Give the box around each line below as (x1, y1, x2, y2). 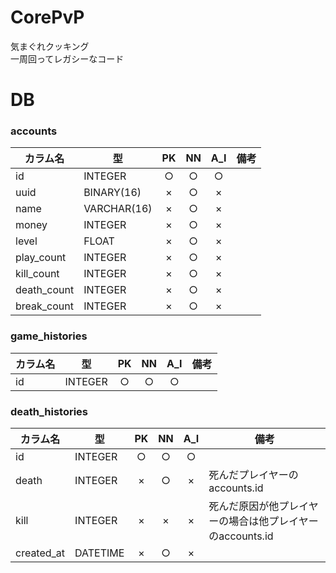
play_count (15, 251, 67, 265)
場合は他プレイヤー (228, 514, 319, 528)
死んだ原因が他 (208, 499, 280, 513)
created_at (15, 546, 66, 560)
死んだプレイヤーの (208, 468, 299, 482)
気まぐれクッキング (10, 40, 90, 52)
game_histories (10, 329, 88, 343)
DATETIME (74, 546, 125, 560)
